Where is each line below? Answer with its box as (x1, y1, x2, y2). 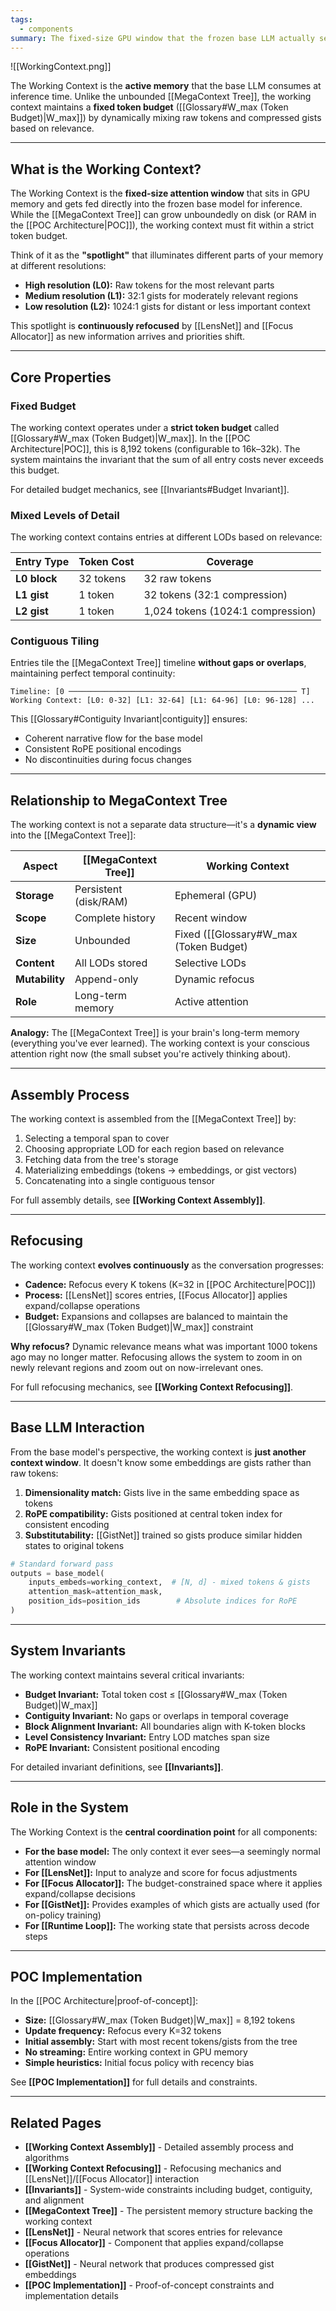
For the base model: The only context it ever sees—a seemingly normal (24, 1845, 321, 1857)
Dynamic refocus (174, 972, 255, 986)
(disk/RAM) (74, 895, 128, 909)
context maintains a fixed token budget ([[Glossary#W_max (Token (10, 101, 289, 113)
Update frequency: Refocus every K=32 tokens (24, 2025, 222, 2037)
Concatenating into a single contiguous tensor (24, 1175, 215, 1187)
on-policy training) (24, 1909, 102, 1921)
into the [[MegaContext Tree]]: (10, 829, 137, 841)
